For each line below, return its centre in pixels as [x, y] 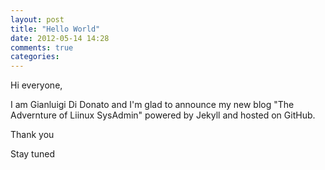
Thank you [32, 135]
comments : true [42, 47]
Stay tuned [32, 154]
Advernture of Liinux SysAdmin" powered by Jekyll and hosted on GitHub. [163, 115]
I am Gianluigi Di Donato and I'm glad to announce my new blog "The [152, 105]
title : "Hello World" [55, 29]
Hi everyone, [36, 85]
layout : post [37, 19]
